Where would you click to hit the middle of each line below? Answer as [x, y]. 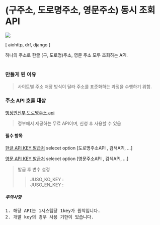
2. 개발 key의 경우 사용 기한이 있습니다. [50, 217]
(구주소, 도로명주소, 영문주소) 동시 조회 [80, 10]
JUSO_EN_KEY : [47, 185]
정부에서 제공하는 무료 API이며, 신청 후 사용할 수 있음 [69, 123]
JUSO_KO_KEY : [47, 179]
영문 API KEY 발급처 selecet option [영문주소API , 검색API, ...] [67, 159]
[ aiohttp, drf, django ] [28, 45]
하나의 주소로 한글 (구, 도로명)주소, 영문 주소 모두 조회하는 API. [67, 55]
